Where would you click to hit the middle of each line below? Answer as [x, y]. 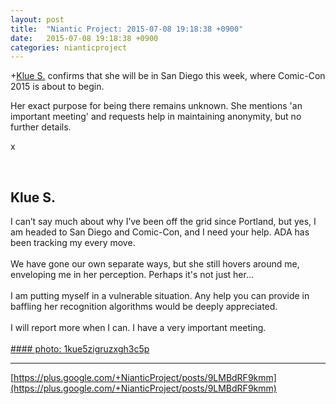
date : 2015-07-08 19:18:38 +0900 [84, 38]
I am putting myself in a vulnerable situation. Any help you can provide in [160, 296]
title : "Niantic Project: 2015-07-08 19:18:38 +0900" [127, 29]
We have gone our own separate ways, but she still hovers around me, [155, 264]
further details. [41, 127]
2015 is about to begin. [57, 87]
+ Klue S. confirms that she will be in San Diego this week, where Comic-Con [168, 76]
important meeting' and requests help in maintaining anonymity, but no [156, 117]
